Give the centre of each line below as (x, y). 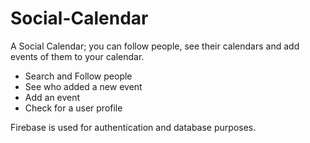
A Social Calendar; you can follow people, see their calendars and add (155, 46)
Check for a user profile (73, 108)
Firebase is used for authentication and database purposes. (133, 127)
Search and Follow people (78, 76)
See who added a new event (83, 86)
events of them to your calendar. (77, 56)
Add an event (52, 97)
